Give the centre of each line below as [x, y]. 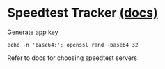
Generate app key [33, 32]
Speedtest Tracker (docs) [82, 13]
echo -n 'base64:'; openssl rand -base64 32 [73, 45]
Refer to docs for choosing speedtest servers [72, 58]
